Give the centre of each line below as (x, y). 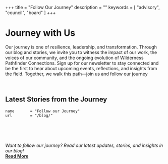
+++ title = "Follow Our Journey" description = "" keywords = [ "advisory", (82, 7)
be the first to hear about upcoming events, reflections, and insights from (81, 68)
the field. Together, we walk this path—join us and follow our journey (76, 74)
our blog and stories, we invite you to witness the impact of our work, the (81, 52)
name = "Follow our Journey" (43, 111)
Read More (17, 156)
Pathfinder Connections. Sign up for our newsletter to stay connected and (82, 63)
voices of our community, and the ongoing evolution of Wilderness (74, 58)
